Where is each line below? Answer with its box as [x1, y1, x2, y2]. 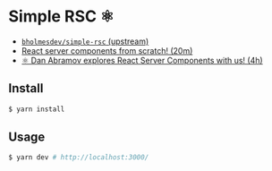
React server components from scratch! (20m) [21, 45, 193, 56]
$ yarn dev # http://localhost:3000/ [8, 153, 149, 162]
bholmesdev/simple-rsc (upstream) [21, 36, 149, 47]
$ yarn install [8, 105, 65, 114]
